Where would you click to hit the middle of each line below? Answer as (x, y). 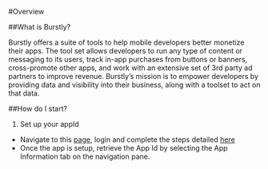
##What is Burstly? (40, 27)
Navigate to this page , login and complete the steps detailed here (128, 140)
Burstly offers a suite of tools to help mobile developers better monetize (126, 42)
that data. (24, 93)
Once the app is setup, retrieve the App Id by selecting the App (124, 148)
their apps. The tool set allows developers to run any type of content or (125, 51)
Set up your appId (50, 124)
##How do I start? (38, 108)
